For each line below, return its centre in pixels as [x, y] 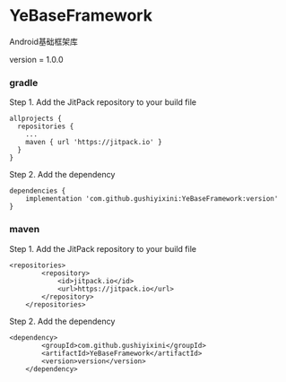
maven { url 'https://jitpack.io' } [94, 143]
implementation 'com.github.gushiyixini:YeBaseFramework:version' [152, 199]
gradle [24, 82]
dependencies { [38, 191]
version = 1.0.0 [36, 59]
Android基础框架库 [43, 41]
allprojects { [36, 119]
